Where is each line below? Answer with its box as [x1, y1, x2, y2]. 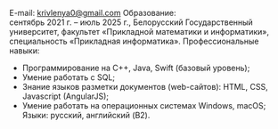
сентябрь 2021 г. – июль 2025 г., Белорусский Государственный [9, 17, 254, 28]
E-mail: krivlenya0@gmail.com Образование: [9, 8, 176, 18]
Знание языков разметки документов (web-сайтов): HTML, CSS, [21, 82, 269, 92]
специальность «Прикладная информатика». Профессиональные [9, 36, 260, 46]
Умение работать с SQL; [21, 72, 116, 83]
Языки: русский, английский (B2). [21, 110, 151, 120]
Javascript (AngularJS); [21, 91, 110, 101]
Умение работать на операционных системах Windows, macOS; [21, 101, 266, 110]
